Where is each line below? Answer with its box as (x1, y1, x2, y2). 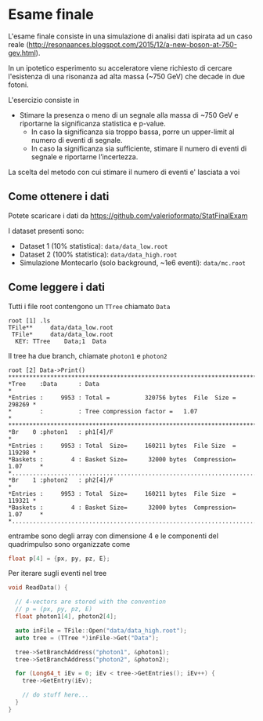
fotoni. (8, 80, 29, 89)
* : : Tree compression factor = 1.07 (8, 407, 198, 415)
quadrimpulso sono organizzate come (8, 539, 131, 548)
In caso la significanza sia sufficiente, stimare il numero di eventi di (31, 144, 247, 153)
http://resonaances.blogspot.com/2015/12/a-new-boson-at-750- (28, 39, 237, 49)
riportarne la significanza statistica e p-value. (19, 118, 166, 128)
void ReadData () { (8, 584, 68, 592)
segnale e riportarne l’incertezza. (31, 151, 139, 162)
